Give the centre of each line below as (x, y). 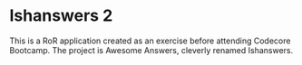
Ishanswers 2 (61, 16)
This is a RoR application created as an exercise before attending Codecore (150, 41)
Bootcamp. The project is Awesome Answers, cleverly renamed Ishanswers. (151, 50)
